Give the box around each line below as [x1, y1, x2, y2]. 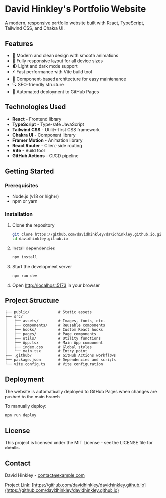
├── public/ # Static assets [5, 309, 92, 315]
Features [5, 40, 33, 48]
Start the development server [12, 264, 73, 270]
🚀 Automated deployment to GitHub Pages [12, 88, 99, 95]
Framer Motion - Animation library [12, 137, 83, 143]
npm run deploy [5, 412, 37, 418]
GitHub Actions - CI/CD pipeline [12, 152, 79, 159]
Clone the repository [12, 222, 55, 228]
